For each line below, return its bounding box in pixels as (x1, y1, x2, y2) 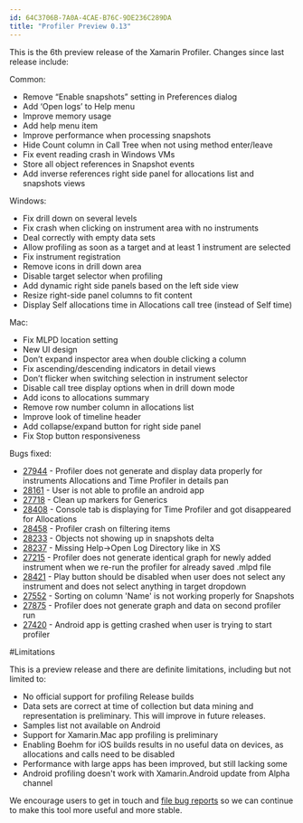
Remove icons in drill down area (22, 260, 142, 271)
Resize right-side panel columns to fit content (22, 289, 193, 300)
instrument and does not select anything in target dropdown (22, 581, 247, 591)
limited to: (9, 673, 47, 684)
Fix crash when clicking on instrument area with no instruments (22, 222, 260, 233)
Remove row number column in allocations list (22, 402, 194, 412)
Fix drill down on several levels (22, 213, 137, 223)
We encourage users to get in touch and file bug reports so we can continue (9, 795, 294, 806)
